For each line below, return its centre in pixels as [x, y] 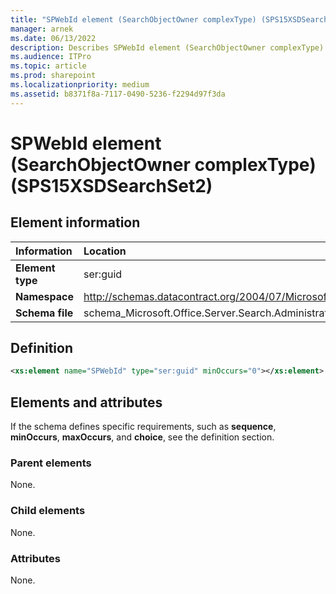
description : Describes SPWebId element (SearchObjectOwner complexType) [167, 47]
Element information [75, 222]
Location [105, 251]
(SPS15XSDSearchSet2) [111, 185]
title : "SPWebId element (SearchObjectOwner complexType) [133, 19]
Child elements [48, 511]
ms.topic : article [48, 66]
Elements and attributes [86, 402]
